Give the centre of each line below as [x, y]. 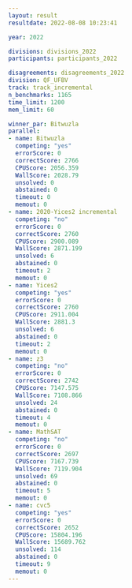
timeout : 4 [33, 418]
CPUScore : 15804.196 [49, 535]
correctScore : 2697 [47, 454]
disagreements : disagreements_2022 [66, 73]
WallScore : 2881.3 [46, 322]
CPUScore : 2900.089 [47, 242]
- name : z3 [26, 359]
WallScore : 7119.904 [49, 469]
